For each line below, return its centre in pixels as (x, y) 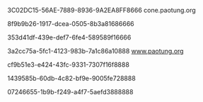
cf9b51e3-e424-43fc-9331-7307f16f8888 (68, 65)
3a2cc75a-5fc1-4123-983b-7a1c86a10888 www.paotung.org (95, 51)
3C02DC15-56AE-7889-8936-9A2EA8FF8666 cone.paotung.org (101, 10)
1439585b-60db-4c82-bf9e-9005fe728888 (71, 78)
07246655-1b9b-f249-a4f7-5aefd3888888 (70, 92)
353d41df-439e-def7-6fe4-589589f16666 (69, 37)
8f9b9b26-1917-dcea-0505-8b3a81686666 (71, 24)
